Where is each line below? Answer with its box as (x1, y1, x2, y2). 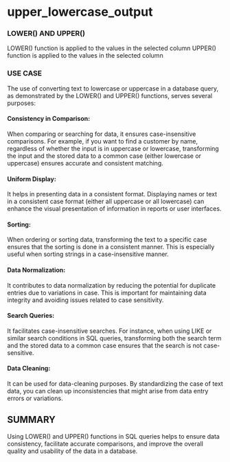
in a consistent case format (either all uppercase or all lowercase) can (7, 197, 205, 206)
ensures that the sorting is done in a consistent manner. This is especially (7, 243, 215, 251)
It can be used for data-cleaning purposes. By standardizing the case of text (7, 380, 223, 388)
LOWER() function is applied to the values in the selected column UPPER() (7, 44, 216, 52)
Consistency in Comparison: (7, 115, 91, 123)
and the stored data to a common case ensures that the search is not (7, 341, 203, 349)
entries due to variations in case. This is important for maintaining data (7, 288, 207, 297)
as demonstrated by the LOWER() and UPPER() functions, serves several (7, 91, 213, 100)
